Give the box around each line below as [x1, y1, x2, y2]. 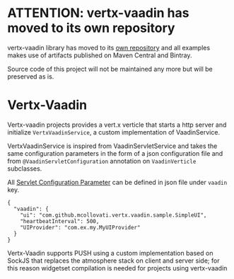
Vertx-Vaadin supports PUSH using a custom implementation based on [7, 249, 213, 257]
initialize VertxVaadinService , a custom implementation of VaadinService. [7, 127, 221, 136]
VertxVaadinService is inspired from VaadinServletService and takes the [7, 142, 218, 150]
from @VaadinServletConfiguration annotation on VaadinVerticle [7, 156, 197, 165]
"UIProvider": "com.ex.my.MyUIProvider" [20, 224, 141, 231]
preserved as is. [7, 72, 54, 81]
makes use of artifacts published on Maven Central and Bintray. [7, 51, 192, 59]
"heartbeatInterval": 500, [20, 217, 100, 224]
